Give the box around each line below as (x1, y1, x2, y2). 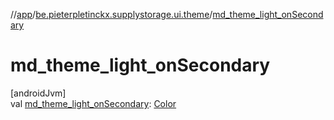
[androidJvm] (10, 87, 67, 99)
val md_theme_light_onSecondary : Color (10, 97, 177, 109)
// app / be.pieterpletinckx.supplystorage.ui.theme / (10, 9, 213, 20)
